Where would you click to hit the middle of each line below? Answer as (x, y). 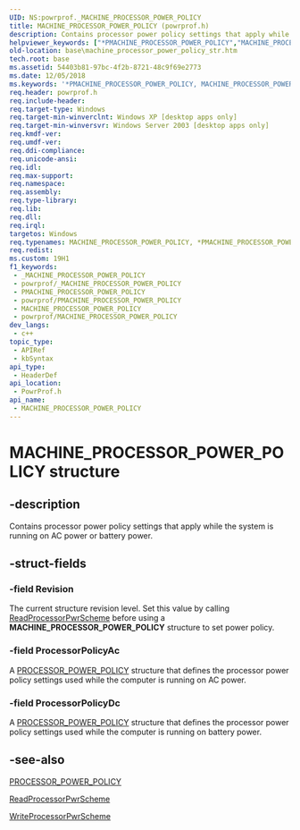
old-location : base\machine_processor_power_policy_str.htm (124, 51)
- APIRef (29, 350)
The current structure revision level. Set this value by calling (120, 608)
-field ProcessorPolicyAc (65, 651)
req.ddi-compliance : (48, 150)
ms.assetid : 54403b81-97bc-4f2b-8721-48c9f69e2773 (105, 68)
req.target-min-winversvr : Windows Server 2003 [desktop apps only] (139, 126)
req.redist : (31, 250)
